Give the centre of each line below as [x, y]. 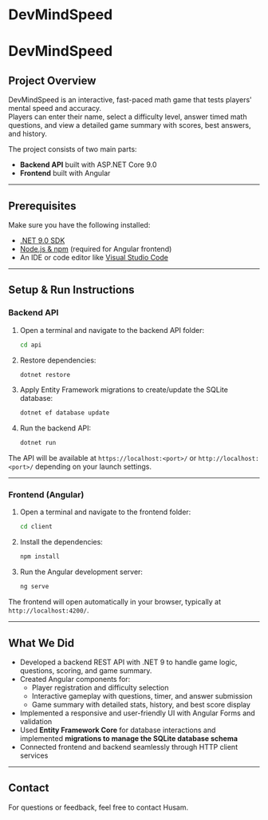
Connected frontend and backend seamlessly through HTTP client [128, 747]
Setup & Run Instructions [71, 290]
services [34, 755]
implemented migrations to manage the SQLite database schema [128, 738]
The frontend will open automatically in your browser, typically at [115, 602]
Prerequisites [42, 206]
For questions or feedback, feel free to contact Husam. [99, 807]
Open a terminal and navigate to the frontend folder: [105, 512]
